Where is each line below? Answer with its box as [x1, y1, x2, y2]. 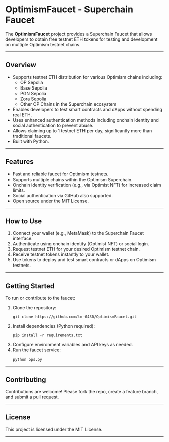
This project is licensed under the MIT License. [5, 426, 103, 432]
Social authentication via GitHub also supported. [12, 192, 113, 198]
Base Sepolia [20, 84, 47, 91]
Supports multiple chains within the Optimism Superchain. [12, 176, 133, 182]
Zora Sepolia [20, 96, 47, 102]
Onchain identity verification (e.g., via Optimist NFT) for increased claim [12, 182, 161, 188]
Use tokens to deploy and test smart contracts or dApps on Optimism [12, 257, 156, 263]
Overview [5, 61, 37, 69]
